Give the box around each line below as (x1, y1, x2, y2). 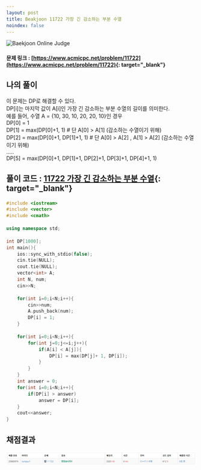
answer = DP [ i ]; (38, 397, 79, 404)
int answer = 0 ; (17, 378, 58, 384)
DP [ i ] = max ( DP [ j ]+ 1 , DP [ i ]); (49, 353, 128, 359)
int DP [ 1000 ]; (6, 238, 42, 244)
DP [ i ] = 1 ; (28, 314, 55, 321)
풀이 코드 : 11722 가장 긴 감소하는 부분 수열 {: (6, 174, 161, 184)
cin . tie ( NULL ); (17, 257, 55, 264)
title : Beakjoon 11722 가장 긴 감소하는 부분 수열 (6, 16, 122, 22)
